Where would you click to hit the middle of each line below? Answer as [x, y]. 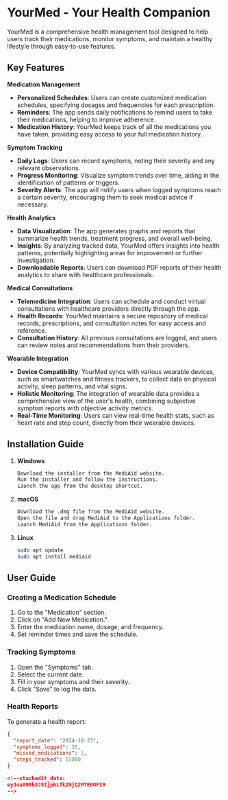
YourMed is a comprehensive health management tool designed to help [108, 32]
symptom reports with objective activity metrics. [85, 408]
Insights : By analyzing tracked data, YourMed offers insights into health [118, 246]
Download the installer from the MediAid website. [91, 473]
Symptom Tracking [35, 147]
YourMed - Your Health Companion [109, 13]
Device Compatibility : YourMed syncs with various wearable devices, [116, 371]
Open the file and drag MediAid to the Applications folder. [106, 518]
